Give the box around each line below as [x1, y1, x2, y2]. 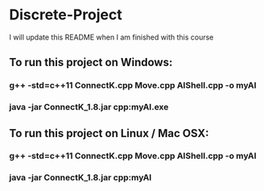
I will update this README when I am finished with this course [9, 32, 214, 42]
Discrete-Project [9, 6, 123, 24]
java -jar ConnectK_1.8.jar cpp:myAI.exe [9, 102, 169, 113]
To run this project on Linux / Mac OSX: [9, 127, 209, 140]
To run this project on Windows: [9, 56, 173, 69]
